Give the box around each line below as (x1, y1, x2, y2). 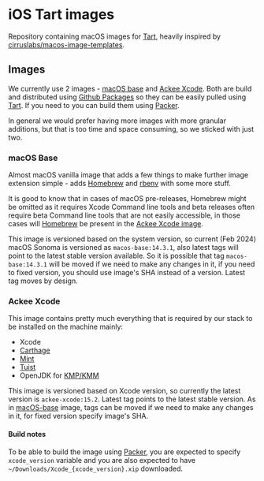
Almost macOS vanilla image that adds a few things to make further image (8, 170, 249, 180)
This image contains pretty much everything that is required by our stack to (8, 314, 253, 323)
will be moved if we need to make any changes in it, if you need (48, 259, 255, 269)
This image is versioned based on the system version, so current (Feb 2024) (8, 234, 256, 244)
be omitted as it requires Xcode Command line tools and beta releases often (8, 203, 255, 212)
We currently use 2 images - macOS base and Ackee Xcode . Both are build (8, 84, 252, 93)
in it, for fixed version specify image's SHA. (8, 412, 149, 421)
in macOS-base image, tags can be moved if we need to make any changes (8, 403, 254, 412)
